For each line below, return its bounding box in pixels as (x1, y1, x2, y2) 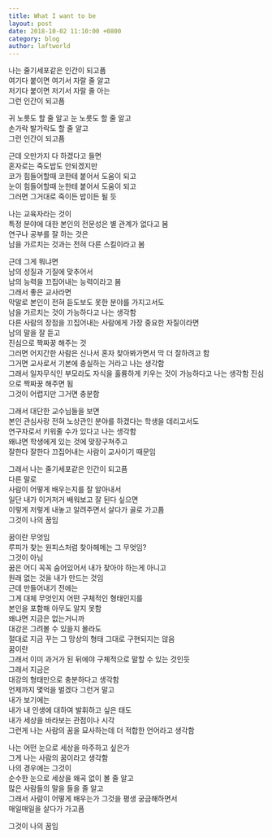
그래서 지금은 (8, 665, 50, 674)
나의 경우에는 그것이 (8, 763, 71, 773)
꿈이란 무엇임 (8, 532, 50, 542)
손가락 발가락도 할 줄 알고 (8, 124, 89, 133)
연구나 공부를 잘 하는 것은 (8, 229, 89, 239)
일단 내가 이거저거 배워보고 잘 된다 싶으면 (8, 495, 139, 504)
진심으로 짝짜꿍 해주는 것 (8, 338, 87, 348)
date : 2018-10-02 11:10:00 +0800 (8, 27, 122, 35)
